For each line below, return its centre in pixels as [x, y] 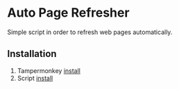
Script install [35, 78]
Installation [32, 54]
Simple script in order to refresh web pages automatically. [90, 32]
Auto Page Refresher [68, 13]
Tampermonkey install [49, 70]
